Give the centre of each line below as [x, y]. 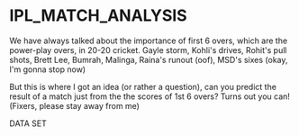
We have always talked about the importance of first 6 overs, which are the [149, 41]
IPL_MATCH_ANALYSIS [98, 16]
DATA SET [28, 123]
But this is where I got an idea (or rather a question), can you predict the [143, 86]
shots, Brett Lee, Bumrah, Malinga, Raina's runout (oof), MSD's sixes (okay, [149, 59]
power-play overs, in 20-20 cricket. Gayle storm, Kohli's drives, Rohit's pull [148, 50]
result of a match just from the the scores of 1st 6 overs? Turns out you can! [150, 96]
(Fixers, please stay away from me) [74, 105]
